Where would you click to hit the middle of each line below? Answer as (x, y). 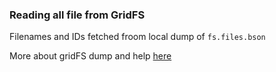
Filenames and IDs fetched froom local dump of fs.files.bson (137, 37)
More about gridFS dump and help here (90, 56)
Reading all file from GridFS (77, 15)
